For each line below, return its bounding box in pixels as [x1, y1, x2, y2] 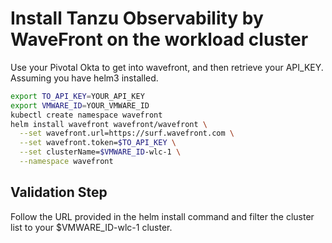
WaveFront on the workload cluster [10, 28, 309, 51]
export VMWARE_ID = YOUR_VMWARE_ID [10, 100, 150, 111]
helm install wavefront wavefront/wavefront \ [10, 119, 208, 129]
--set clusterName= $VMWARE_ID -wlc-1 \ [19, 147, 182, 157]
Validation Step [10, 184, 108, 201]
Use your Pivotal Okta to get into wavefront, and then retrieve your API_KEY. [10, 61, 324, 73]
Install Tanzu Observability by [10, 7, 264, 30]
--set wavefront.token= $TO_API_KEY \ [19, 138, 177, 148]
